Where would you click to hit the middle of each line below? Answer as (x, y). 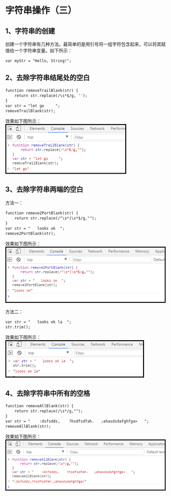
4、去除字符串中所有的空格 (48, 393)
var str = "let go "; (33, 106)
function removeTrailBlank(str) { (42, 90)
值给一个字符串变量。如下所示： (39, 51)
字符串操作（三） (41, 10)
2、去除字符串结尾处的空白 (48, 78)
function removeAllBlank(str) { (39, 406)
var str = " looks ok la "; (38, 322)
